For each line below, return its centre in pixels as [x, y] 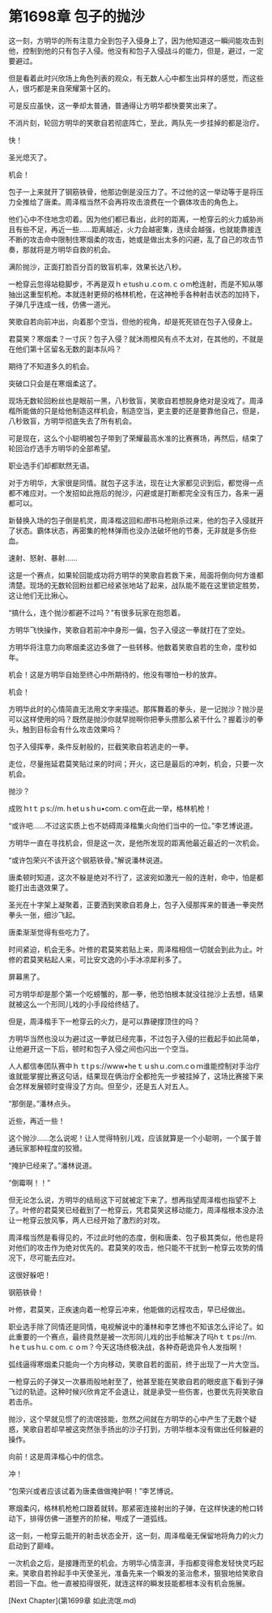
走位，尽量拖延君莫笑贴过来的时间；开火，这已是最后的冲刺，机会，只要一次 [136, 763]
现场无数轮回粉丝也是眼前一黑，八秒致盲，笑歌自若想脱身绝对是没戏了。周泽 [136, 400]
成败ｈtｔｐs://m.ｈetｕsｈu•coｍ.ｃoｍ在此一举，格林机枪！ [110, 808]
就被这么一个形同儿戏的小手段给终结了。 [76, 1004]
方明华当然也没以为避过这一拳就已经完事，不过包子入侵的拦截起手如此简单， [136, 1039]
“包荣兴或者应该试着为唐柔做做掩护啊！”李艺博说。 [93, 1490]
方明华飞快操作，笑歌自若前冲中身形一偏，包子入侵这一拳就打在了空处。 [129, 630]
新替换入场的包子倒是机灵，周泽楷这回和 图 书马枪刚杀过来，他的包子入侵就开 [136, 520]
